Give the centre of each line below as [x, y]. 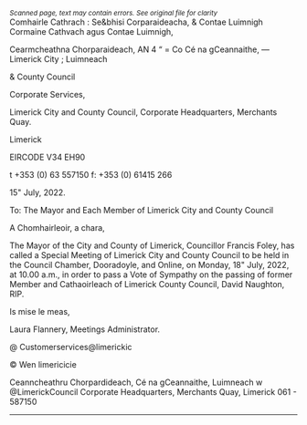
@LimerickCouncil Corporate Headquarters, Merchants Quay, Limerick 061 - [153, 392]
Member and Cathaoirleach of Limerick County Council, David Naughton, [147, 284]
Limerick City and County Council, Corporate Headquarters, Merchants [143, 112]
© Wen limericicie [43, 364]
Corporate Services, [48, 94]
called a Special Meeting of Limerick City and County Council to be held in [149, 255]
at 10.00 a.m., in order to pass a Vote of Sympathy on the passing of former [151, 275]
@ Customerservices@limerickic [71, 347]
